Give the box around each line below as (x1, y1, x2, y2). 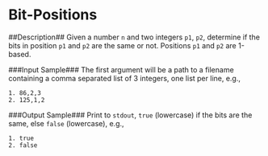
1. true (8, 134, 35, 142)
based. (8, 49, 31, 59)
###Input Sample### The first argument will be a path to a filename (8, 64, 234, 74)
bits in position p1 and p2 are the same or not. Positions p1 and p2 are (8, 40, 237, 50)
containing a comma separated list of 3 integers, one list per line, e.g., (8, 73, 241, 83)
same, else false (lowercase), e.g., (8, 118, 124, 128)
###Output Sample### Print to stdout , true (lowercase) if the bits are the (8, 110, 253, 120)
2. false (8, 141, 38, 150)
